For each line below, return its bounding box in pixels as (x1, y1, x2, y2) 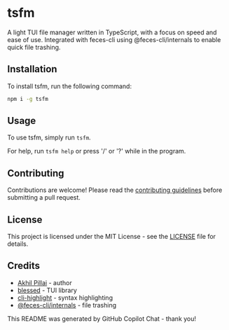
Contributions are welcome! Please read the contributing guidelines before (7, 186, 223, 194)
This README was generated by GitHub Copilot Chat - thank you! (7, 314, 197, 323)
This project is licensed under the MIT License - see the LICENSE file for (7, 233, 216, 241)
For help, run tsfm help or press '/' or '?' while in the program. (7, 147, 186, 156)
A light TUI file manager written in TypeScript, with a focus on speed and (7, 28, 217, 36)
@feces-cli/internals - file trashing (17, 301, 117, 309)
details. (7, 240, 29, 248)
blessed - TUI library (17, 286, 77, 294)
